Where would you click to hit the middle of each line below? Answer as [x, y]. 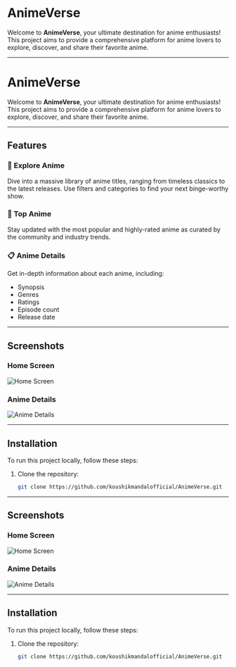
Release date [36, 317]
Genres [28, 295]
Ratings [28, 302]
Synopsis [31, 287]
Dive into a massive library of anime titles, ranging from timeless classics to [116, 181]
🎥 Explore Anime [36, 165]
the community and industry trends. [59, 236]
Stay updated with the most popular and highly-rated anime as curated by [114, 229]
